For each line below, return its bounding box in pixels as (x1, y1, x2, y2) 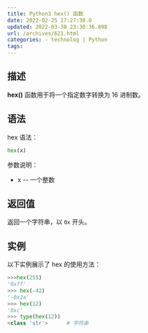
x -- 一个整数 (17, 175, 55, 184)
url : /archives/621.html (7, 29, 80, 37)
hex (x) (7, 147, 27, 154)
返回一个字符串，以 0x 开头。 (7, 218, 91, 226)
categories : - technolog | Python (7, 36, 108, 43)
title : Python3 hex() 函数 (7, 10, 84, 18)
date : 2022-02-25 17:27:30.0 (7, 17, 92, 24)
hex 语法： (7, 132, 38, 141)
